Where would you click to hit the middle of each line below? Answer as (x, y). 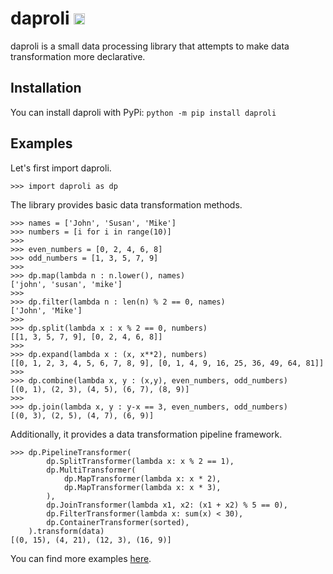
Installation (46, 88)
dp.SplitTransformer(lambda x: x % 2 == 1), (140, 461)
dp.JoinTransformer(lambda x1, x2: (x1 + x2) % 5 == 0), (167, 505)
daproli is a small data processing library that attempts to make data (150, 46)
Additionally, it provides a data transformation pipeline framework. (146, 434)
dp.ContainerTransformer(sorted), (118, 522)
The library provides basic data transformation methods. (126, 204)
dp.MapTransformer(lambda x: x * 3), (142, 487)
